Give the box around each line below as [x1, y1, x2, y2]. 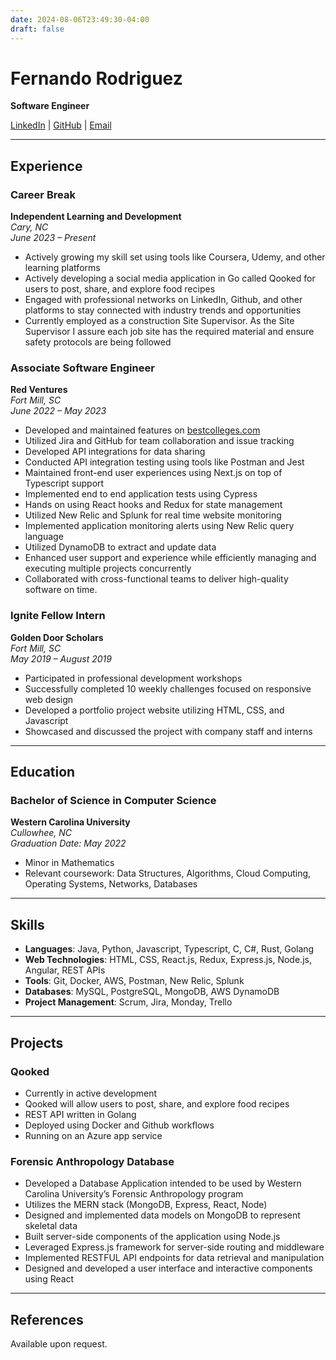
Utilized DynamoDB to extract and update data [24, 541, 217, 553]
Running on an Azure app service [24, 1129, 163, 1141]
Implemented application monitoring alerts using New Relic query [24, 520, 295, 532]
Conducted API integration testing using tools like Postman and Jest [24, 456, 305, 468]
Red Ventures [10, 384, 68, 396]
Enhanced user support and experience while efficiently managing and [24, 552, 317, 564]
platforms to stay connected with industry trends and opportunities [24, 304, 302, 316]
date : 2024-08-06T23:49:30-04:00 [10, 14, 150, 25]
